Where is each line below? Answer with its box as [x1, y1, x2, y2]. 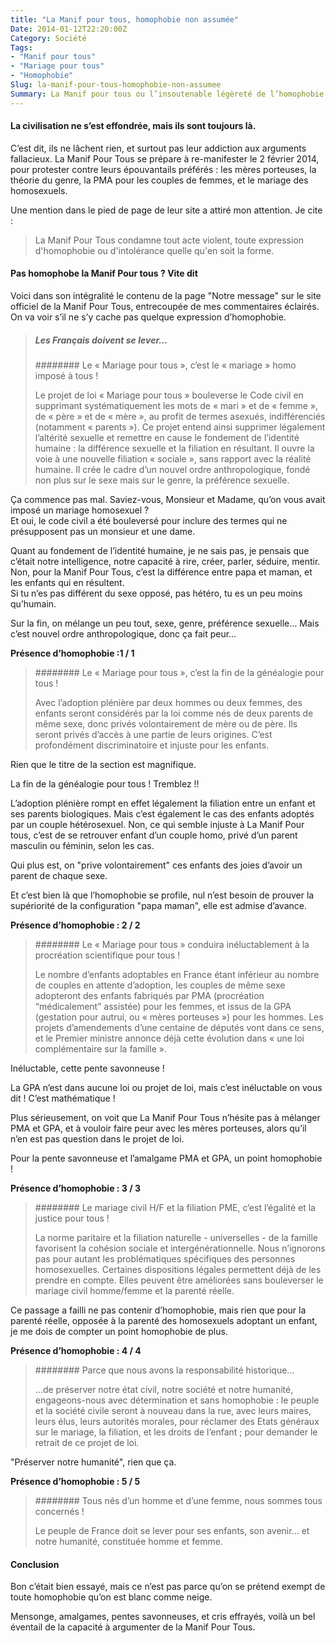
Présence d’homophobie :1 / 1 [10, 647, 135, 659]
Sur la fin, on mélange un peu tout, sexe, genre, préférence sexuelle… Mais [10, 617, 320, 629]
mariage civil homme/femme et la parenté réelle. [34, 1285, 235, 1296]
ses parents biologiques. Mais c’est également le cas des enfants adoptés [10, 808, 315, 820]
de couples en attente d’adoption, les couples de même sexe [34, 979, 286, 991]
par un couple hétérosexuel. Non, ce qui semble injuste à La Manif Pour [10, 819, 305, 830]
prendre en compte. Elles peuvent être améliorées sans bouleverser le [34, 1274, 324, 1286]
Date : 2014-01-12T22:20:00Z [10, 24, 128, 34]
